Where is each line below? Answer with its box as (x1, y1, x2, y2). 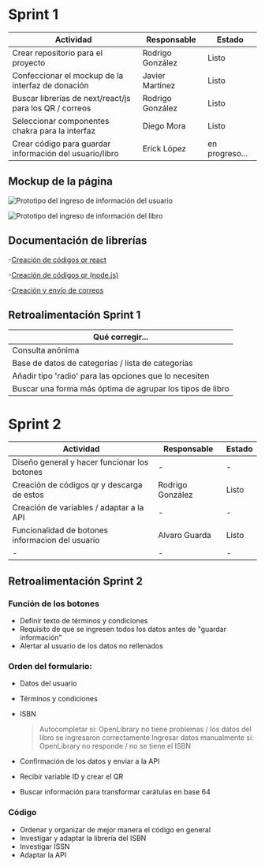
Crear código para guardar (12, 138, 111, 149)
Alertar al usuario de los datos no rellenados (19, 641, 163, 650)
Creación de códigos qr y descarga (12, 480, 144, 491)
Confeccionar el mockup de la (12, 69, 124, 80)
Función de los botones (8, 598, 100, 609)
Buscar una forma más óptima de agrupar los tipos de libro (12, 383, 230, 394)
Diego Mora (142, 120, 186, 131)
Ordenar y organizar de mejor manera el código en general (19, 824, 211, 834)
